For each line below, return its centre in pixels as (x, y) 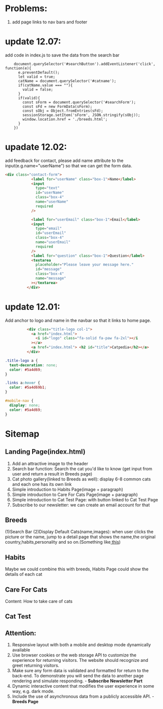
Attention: (21, 633)
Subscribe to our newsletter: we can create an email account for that (81, 505)
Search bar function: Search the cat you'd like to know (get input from (82, 469)
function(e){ (18, 68)
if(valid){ (29, 98)
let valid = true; (36, 77)
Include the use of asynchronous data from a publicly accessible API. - (83, 696)
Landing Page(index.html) (45, 452)
